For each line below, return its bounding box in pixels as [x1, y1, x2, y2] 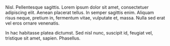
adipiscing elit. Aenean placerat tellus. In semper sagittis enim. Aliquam [5, 9, 154, 15]
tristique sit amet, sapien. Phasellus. [5, 35, 81, 41]
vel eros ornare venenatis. [5, 20, 60, 26]
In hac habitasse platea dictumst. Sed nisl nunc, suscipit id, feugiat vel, [5, 30, 153, 35]
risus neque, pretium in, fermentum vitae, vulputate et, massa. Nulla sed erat [5, 15, 165, 20]
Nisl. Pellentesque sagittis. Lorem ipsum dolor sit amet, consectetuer [5, 4, 149, 10]
